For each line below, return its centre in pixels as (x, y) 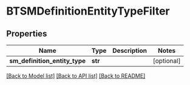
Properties (27, 34)
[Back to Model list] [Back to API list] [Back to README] (76, 76)
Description (130, 51)
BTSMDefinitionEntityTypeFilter (88, 11)
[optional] (167, 61)
